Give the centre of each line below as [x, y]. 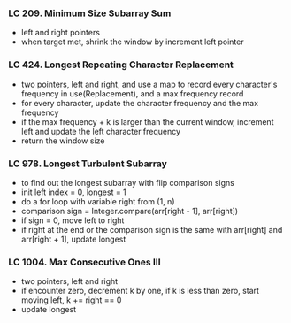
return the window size [63, 141]
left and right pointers [61, 33]
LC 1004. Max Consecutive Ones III [84, 262]
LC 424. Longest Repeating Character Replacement [121, 65]
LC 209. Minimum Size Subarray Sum [90, 13]
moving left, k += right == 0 [71, 300]
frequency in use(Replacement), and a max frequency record [132, 93]
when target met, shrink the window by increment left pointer [132, 42]
